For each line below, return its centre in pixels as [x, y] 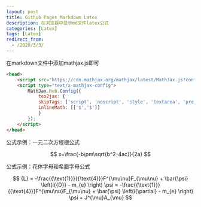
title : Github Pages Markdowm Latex [52, 17]
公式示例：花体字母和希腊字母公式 [48, 166]
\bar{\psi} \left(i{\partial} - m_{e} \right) [145, 191]
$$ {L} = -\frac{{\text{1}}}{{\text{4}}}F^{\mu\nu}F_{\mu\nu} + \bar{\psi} [100, 178]
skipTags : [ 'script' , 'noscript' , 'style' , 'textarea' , [109, 102]
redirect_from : [25, 39]
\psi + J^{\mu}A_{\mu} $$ [100, 197]
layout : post [22, 12]
